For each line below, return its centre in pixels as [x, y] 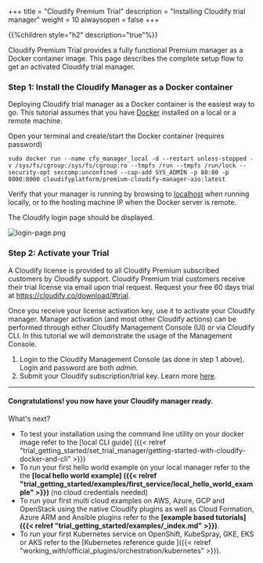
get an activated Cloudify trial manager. [72, 67]
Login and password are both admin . [79, 367]
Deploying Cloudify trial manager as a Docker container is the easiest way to [131, 104]
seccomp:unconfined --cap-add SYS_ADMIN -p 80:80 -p [141, 173]
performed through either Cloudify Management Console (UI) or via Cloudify [131, 327]
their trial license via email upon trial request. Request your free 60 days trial [131, 287]
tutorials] [231, 517]
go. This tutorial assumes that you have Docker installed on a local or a [122, 112]
